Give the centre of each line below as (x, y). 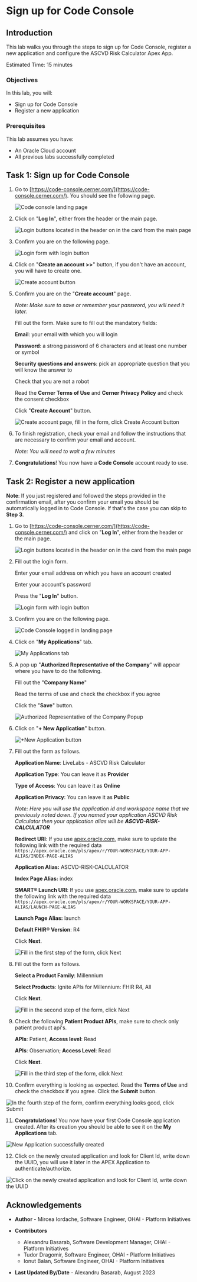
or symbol (27, 352)
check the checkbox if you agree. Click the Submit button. (86, 1091)
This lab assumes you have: (40, 139)
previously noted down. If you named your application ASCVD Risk (96, 815)
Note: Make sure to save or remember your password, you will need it (99, 305)
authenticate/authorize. (43, 1169)
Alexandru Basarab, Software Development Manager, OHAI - (97, 1242)
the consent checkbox (42, 399)
